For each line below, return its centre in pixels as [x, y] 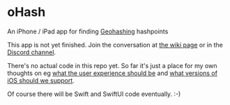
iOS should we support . [41, 80]
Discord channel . [32, 52]
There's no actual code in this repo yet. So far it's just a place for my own [112, 65]
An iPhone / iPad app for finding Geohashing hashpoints [88, 31]
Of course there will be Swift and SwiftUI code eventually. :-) [94, 94]
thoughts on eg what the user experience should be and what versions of [113, 73]
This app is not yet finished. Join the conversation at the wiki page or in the [115, 45]
